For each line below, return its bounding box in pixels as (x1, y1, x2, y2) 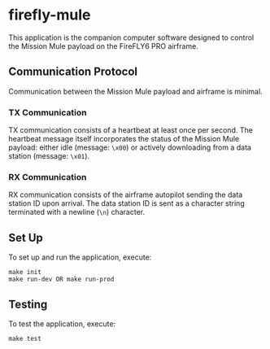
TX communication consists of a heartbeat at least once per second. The (8, 125, 254, 135)
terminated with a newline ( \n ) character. (8, 207, 146, 217)
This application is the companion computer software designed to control (8, 33, 255, 42)
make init (8, 268, 42, 277)
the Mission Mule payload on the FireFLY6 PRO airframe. (8, 41, 199, 50)
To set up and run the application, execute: (8, 252, 152, 262)
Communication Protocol (8, 65, 138, 79)
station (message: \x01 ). (8, 151, 90, 161)
